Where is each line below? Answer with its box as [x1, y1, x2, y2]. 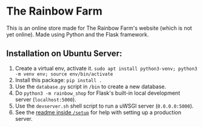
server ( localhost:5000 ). [15, 95, 77, 103]
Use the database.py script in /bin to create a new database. [15, 83, 167, 90]
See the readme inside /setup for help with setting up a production [15, 108, 182, 116]
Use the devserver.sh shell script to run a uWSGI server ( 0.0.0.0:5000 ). [15, 102, 194, 109]
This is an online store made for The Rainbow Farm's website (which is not [6, 24, 192, 32]
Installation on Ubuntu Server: [6, 49, 122, 59]
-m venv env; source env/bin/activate [15, 71, 113, 77]
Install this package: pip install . [15, 76, 102, 83]
